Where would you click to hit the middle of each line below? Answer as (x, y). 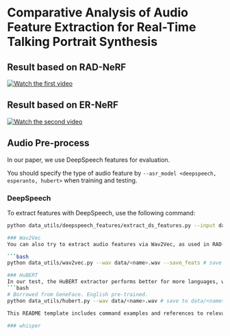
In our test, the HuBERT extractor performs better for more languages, (113, 282)
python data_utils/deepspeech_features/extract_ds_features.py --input (111, 225)
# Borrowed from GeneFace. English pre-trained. (78, 294)
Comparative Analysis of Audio (98, 13)
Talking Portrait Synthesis (82, 42)
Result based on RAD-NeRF (67, 67)
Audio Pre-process (49, 143)
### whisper (24, 326)
